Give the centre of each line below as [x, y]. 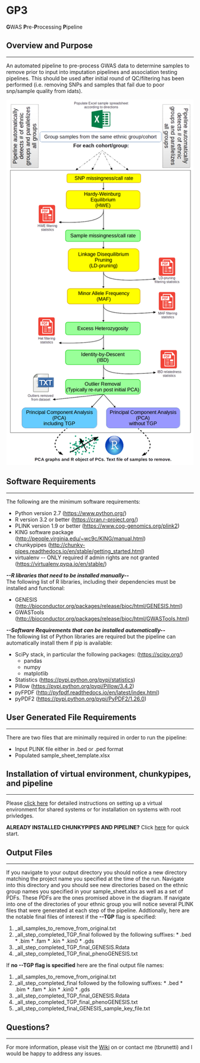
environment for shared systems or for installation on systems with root [94, 810]
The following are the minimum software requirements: [74, 501]
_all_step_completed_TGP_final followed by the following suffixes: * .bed [103, 935]
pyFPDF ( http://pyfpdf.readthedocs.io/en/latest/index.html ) [87, 692]
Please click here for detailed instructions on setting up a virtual [84, 803]
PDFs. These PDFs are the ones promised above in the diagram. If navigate [98, 898]
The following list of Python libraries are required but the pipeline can [91, 636]
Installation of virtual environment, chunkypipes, [99, 774]
